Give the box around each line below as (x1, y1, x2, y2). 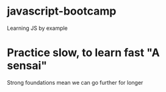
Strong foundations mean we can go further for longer (7, 79, 143, 86)
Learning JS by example (7, 24, 68, 32)
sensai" (7, 59, 48, 73)
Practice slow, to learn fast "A (7, 46, 161, 60)
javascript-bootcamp (7, 4, 117, 18)
